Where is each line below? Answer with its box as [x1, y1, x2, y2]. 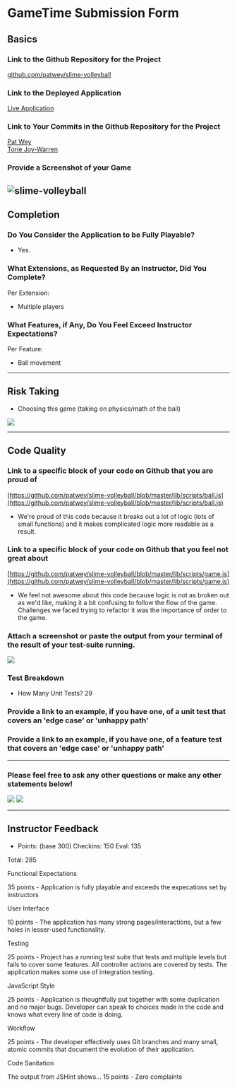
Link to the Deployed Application [7, 88, 121, 98]
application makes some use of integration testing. [7, 967, 154, 976]
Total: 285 [7, 855, 37, 864]
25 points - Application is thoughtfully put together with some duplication [7, 995, 220, 1003]
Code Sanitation [7, 1058, 54, 1067]
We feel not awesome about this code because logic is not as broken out [17, 590, 229, 599]
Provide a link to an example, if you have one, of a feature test [7, 735, 222, 744]
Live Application [7, 104, 54, 112]
